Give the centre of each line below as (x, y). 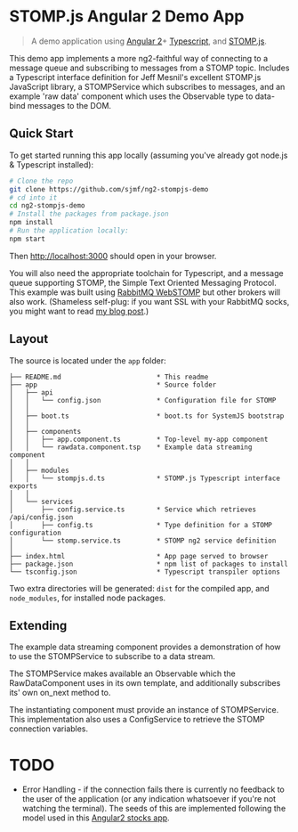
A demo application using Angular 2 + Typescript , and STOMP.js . (149, 41)
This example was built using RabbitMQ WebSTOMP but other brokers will (145, 292)
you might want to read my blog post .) (79, 311)
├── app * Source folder (113, 385)
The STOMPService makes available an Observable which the (122, 673)
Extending (38, 625)
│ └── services (41, 502)
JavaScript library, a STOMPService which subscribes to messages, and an (147, 86)
